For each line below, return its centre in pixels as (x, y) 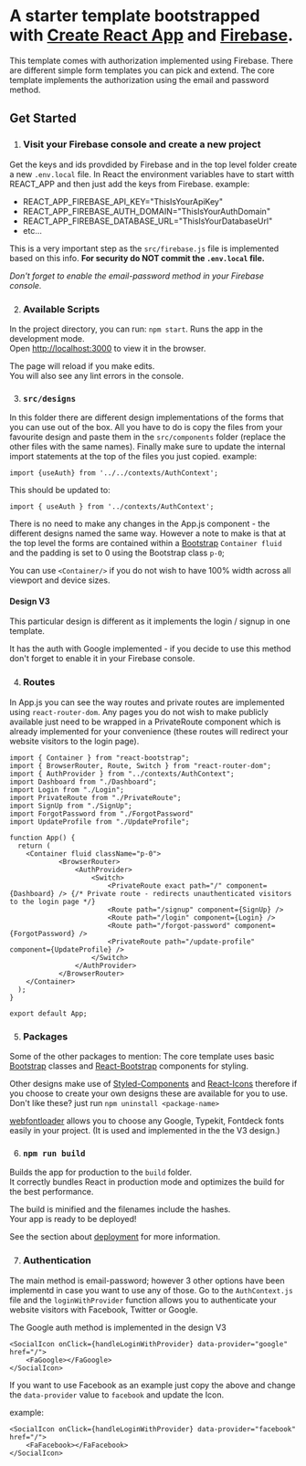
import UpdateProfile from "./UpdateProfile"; (100, 822)
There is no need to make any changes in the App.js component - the (140, 524)
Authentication (57, 1260)
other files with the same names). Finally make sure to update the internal (148, 447)
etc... (32, 230)
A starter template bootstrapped (135, 16)
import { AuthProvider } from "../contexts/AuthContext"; (122, 774)
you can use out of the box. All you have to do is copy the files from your (146, 427)
